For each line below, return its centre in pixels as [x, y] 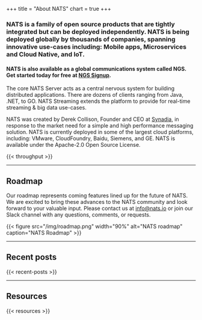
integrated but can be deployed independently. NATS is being [98, 31]
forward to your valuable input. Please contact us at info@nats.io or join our [100, 208]
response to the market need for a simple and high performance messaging [100, 126]
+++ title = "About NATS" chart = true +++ [59, 9]
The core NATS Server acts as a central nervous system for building [90, 88]
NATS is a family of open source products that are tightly [91, 24]
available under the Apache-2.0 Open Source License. [73, 145]
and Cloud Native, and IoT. [46, 54]
